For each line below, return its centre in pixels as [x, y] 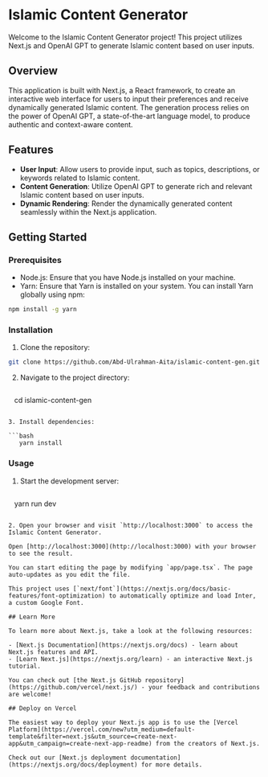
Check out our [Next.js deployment [68, 758]
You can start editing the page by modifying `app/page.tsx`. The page [130, 567]
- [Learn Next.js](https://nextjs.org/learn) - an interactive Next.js [130, 659]
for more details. [172, 765]
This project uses [39, 589]
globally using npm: [53, 294]
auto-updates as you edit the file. [69, 574]
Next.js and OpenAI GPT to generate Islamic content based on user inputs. [132, 45]
